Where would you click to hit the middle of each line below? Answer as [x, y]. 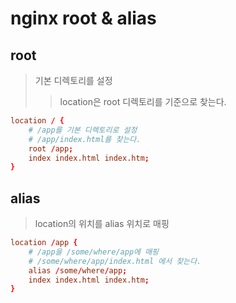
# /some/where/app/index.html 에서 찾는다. [115, 261]
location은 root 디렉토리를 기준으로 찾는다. [143, 101]
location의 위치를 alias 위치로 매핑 [102, 224]
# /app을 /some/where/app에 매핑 [94, 252]
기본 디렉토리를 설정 [73, 80]
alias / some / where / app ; [78, 270]
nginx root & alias [83, 18]
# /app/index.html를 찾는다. [85, 139]
